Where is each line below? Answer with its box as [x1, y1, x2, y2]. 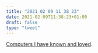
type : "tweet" [6, 24, 41, 31]
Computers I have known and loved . [6, 41, 93, 48]
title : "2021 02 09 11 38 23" [6, 8, 80, 15]
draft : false [6, 19, 38, 25]
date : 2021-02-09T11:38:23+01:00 [6, 14, 87, 20]
